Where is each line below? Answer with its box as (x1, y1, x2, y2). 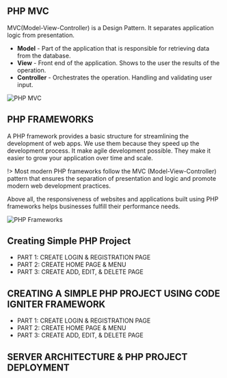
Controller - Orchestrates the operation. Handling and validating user (16, 73, 213, 81)
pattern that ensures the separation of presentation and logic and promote (7, 174, 217, 182)
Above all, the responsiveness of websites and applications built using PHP (7, 194, 219, 203)
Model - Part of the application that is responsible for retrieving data (16, 44, 210, 52)
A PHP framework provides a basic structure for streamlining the (7, 131, 189, 140)
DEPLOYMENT (7, 362, 70, 373)
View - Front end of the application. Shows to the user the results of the (16, 58, 220, 67)
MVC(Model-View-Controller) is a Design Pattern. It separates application (7, 23, 214, 32)
